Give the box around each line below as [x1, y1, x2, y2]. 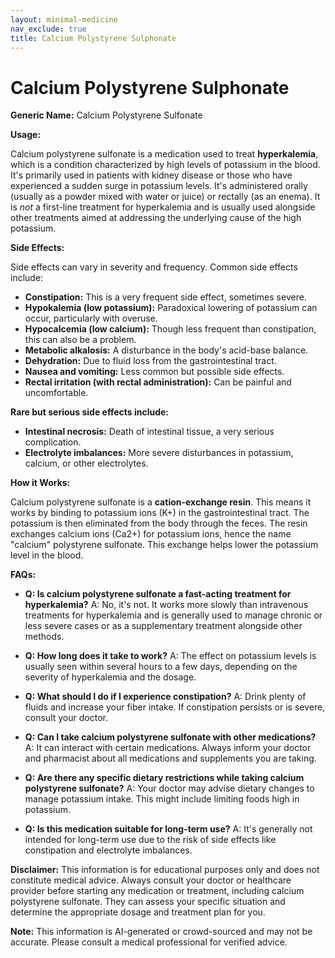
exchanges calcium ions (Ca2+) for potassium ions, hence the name [10, 528, 292, 540]
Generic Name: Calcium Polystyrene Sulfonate [10, 109, 203, 121]
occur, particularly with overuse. [24, 312, 158, 325]
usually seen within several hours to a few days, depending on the [24, 661, 298, 673]
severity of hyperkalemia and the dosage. [24, 671, 197, 683]
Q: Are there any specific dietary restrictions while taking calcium [24, 772, 305, 784]
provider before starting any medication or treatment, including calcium [10, 885, 305, 897]
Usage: [10, 129, 42, 141]
